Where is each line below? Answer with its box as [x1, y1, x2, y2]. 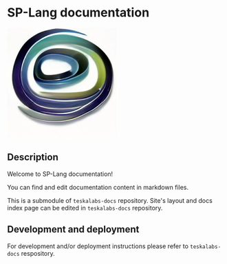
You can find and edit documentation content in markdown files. [7, 183, 189, 191]
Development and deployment [7, 223, 140, 235]
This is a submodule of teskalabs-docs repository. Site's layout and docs [7, 196, 213, 204]
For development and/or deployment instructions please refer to [7, 242, 189, 250]
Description [7, 151, 58, 163]
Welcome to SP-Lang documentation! [7, 170, 113, 178]
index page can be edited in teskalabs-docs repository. [7, 203, 163, 212]
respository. [21, 249, 55, 257]
